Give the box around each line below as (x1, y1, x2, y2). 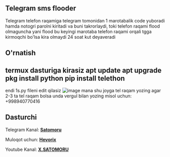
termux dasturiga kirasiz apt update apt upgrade (5, 66, 162, 74)
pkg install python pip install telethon (5, 74, 125, 83)
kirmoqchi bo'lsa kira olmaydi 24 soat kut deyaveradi (5, 34, 116, 40)
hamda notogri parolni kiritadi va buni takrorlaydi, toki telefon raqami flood (5, 23, 160, 29)
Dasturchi (5, 113, 37, 122)
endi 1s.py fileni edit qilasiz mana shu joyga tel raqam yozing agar (5, 88, 161, 94)
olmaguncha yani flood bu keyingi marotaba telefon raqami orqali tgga (5, 28, 152, 35)
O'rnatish (5, 48, 36, 58)
